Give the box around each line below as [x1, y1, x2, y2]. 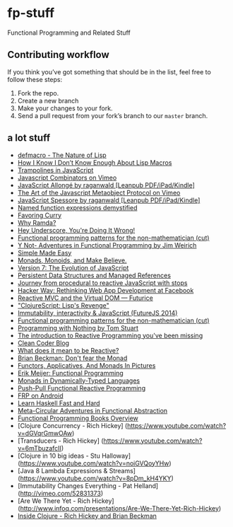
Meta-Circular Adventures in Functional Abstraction [17, 406, 168, 415]
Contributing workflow [7, 49, 109, 61]
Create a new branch [17, 96, 79, 105]
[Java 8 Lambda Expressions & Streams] [17, 466, 136, 475]
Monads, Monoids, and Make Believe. [17, 256, 127, 265]
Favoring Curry [17, 211, 62, 219]
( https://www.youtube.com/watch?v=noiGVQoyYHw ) [17, 458, 172, 468]
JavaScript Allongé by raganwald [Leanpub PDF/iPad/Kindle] [17, 180, 196, 189]
